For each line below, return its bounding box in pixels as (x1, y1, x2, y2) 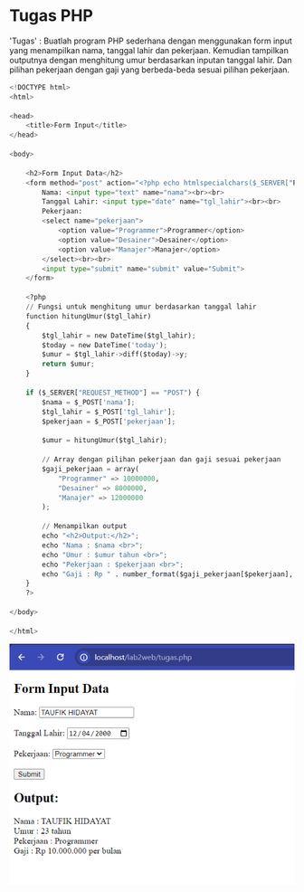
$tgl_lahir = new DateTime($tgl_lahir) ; (42, 331, 196, 340)
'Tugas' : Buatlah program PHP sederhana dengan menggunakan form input (9, 35, 292, 46)
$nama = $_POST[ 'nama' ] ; (42, 397, 136, 407)
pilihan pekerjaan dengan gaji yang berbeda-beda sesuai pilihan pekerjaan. (9, 64, 290, 75)
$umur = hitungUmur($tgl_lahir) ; (42, 436, 168, 445)
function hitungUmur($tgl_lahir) (25, 311, 152, 321)
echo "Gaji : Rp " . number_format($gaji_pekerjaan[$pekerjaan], (42, 569, 294, 579)
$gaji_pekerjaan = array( (42, 464, 140, 473)
